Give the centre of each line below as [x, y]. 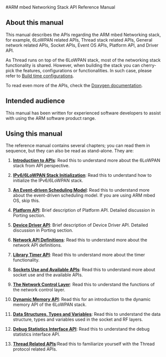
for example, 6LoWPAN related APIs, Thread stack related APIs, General [79, 40]
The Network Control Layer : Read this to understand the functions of [84, 285]
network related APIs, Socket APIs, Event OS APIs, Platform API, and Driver [82, 45]
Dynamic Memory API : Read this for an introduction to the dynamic [82, 300]
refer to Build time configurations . [40, 76]
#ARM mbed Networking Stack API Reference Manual [60, 7]
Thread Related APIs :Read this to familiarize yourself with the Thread [84, 344]
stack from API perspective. [41, 166]
